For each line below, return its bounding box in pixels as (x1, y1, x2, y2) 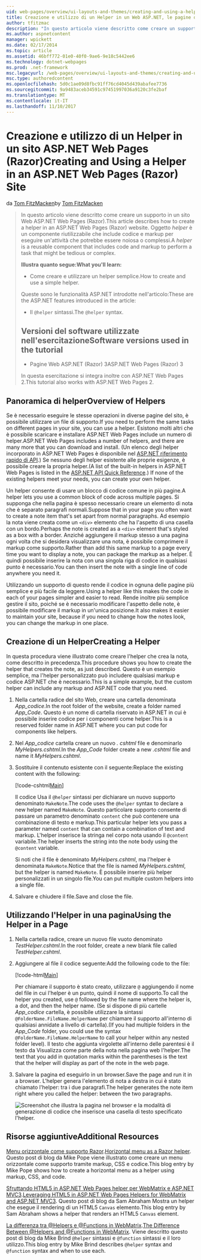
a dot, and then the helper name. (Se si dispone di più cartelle (14, 1002, 167, 1009)
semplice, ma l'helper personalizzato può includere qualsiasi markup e (6, 672, 180, 679)
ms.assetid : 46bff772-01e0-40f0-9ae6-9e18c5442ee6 (6, 53, 135, 59)
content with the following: (14, 770, 81, 777)
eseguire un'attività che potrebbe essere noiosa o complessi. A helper (20, 237, 193, 244)
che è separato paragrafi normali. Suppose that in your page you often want (6, 506, 192, 514)
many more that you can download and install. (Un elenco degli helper (6, 444, 179, 451)
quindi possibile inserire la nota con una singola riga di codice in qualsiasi (6, 557, 187, 564)
